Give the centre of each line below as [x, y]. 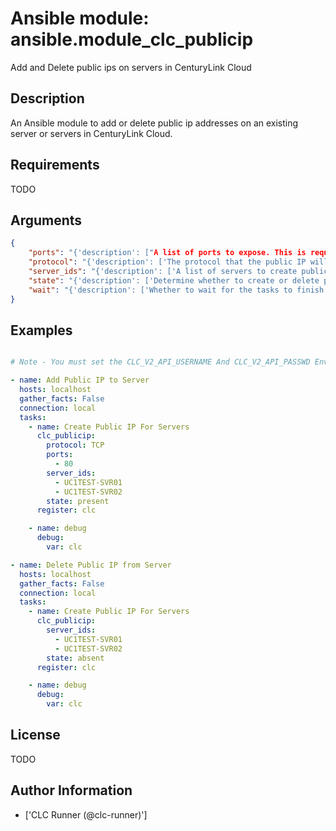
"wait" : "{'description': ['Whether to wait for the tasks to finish [176, 290]
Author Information [71, 790]
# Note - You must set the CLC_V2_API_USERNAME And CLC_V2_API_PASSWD [160, 362]
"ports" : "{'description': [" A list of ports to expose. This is [167, 253]
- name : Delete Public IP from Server [91, 565]
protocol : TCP [75, 445]
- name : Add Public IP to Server [80, 380]
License [35, 735]
